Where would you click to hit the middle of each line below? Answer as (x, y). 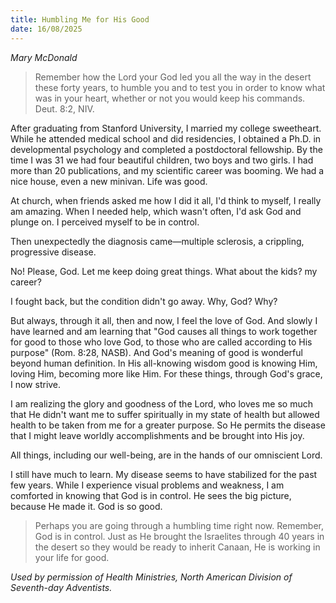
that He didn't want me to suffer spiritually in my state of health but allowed (165, 414)
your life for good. (72, 557)
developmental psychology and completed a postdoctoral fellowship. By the (166, 149)
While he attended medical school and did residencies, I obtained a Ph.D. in (166, 138)
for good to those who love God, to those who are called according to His (161, 342)
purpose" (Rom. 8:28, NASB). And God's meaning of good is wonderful (156, 352)
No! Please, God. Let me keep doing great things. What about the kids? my (164, 271)
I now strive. (36, 384)
